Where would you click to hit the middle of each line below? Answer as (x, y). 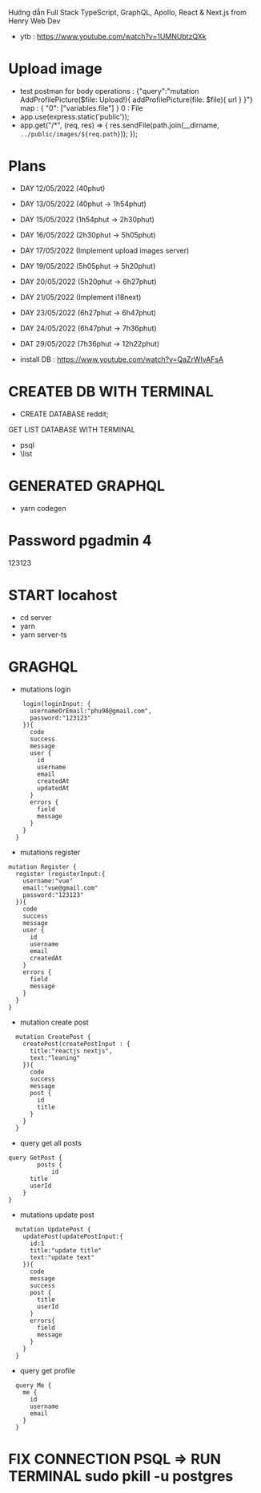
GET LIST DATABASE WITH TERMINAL (72, 429)
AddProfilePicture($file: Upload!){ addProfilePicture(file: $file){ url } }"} (137, 99)
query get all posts (51, 1142)
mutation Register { (43, 866)
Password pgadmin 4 (80, 540)
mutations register (50, 852)
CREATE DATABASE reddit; (64, 414)
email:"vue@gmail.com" (60, 888)
